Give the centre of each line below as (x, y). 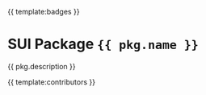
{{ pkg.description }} (42, 66)
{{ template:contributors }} (52, 82)
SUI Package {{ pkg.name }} (103, 44)
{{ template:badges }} (44, 12)
